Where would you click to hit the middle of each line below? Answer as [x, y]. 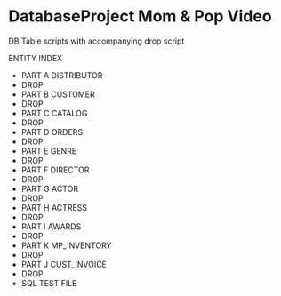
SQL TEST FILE [49, 283]
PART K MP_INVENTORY [66, 245]
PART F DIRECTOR [55, 170]
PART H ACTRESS [54, 207]
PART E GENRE [49, 151]
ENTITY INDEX [36, 58]
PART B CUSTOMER [58, 94]
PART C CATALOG [54, 113]
